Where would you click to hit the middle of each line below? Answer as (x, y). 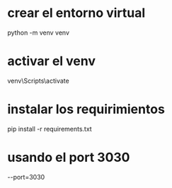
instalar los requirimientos (86, 109)
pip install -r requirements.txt (50, 129)
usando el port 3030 (69, 158)
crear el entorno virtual (76, 13)
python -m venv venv (38, 33)
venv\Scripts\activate (38, 81)
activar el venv (51, 61)
